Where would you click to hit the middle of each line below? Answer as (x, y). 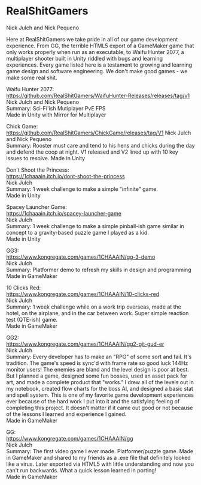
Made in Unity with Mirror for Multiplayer (56, 115)
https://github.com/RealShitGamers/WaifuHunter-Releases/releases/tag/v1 (98, 95)
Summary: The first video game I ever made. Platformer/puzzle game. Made (100, 451)
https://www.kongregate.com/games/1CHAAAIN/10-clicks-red (83, 294)
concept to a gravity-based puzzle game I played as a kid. (78, 232)
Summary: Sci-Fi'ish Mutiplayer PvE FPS (56, 108)
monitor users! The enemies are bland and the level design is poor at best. (98, 369)
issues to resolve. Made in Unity (46, 158)
